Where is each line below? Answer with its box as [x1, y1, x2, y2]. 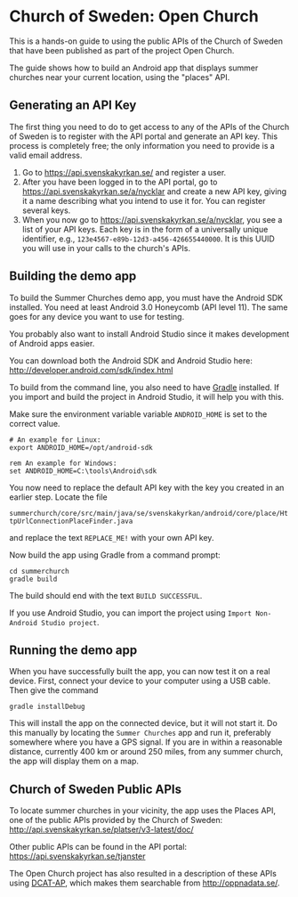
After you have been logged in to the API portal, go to [21, 176, 218, 187]
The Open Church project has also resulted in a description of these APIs [9, 868, 278, 879]
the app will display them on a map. [9, 755, 140, 767]
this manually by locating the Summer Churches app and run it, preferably [9, 728, 271, 738]
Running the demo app [9, 642, 138, 657]
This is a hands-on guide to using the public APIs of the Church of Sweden [9, 36, 283, 46]
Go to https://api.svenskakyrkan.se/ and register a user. [21, 167, 227, 177]
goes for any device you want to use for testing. [9, 311, 185, 322]
